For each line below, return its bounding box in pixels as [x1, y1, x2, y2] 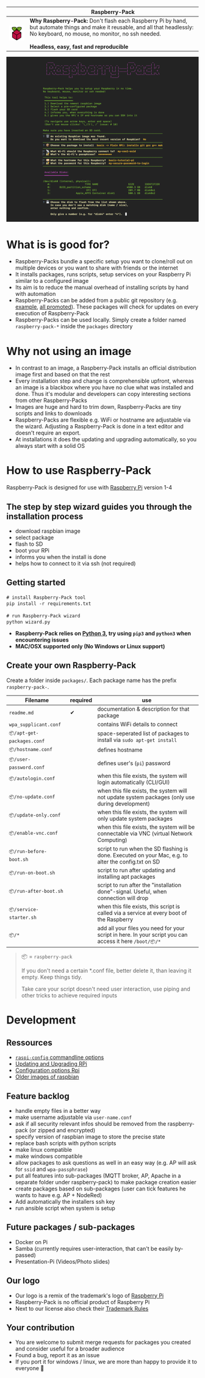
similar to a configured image [15, 277, 89, 285]
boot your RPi [15, 547, 50, 554]
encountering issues [15, 636, 69, 643]
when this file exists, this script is [97, 903, 180, 911]
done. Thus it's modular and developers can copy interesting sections [15, 390, 191, 398]
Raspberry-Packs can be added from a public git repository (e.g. [15, 297, 178, 304]
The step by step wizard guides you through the [6, 502, 192, 512]
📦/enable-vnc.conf [9, 830, 58, 837]
